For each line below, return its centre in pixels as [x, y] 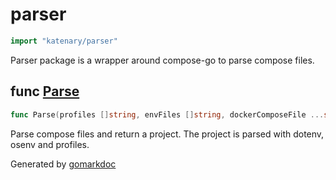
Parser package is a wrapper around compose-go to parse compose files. [162, 60]
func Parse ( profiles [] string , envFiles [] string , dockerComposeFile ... [167, 114]
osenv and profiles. [50, 144]
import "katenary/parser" [64, 41]
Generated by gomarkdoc [63, 164]
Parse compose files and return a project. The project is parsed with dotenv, [167, 134]
